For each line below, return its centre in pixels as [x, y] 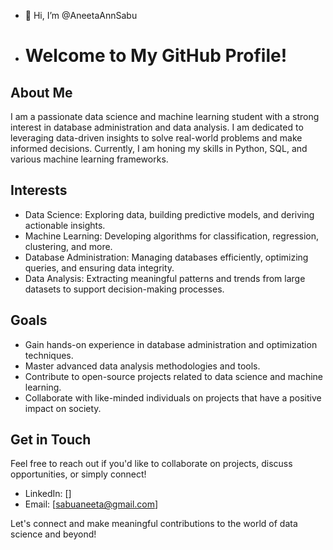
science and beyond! [53, 534]
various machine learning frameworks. [89, 159]
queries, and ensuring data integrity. [99, 267]
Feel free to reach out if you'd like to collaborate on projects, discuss [151, 464]
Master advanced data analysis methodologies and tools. [142, 366]
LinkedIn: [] [48, 494]
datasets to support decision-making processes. [124, 289]
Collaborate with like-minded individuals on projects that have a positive [173, 397]
